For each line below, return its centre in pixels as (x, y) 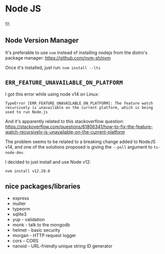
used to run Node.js (27, 112)
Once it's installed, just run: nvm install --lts (53, 67)
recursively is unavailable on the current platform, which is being (79, 107)
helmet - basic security (36, 230)
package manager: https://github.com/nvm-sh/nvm (58, 57)
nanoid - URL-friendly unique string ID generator (62, 246)
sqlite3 (19, 214)
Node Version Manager (42, 40)
